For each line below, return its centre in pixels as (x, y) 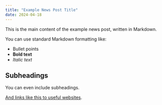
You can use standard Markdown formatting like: (56, 39)
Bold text (22, 54)
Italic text (22, 59)
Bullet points (26, 49)
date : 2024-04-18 (24, 15)
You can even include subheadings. (43, 88)
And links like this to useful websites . (44, 97)
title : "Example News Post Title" (42, 10)
